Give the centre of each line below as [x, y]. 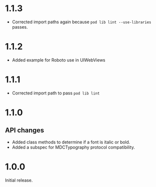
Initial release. [19, 180]
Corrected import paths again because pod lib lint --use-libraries [82, 22]
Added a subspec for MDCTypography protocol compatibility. [73, 147]
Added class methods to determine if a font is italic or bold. [71, 142]
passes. [20, 27]
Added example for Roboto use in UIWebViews [59, 60]
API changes [25, 131]
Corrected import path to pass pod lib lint [56, 93]
